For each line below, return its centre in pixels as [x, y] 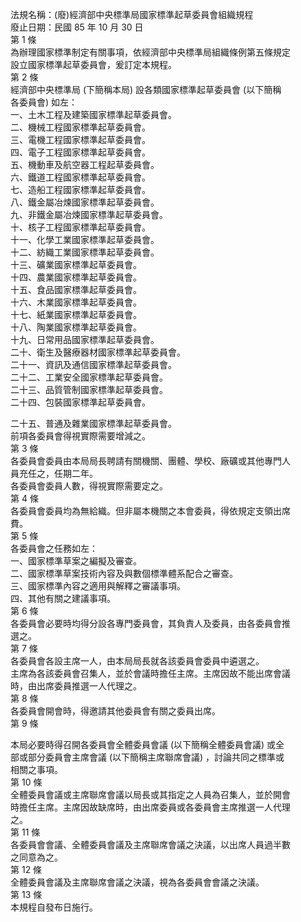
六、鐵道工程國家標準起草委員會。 [80, 177]
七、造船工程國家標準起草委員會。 [80, 189]
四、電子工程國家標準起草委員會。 [80, 152]
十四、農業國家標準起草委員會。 [76, 277]
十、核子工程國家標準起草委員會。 [80, 227]
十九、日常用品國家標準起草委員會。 [85, 339]
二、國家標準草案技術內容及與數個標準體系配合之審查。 [124, 573]
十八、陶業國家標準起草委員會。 [76, 327]
